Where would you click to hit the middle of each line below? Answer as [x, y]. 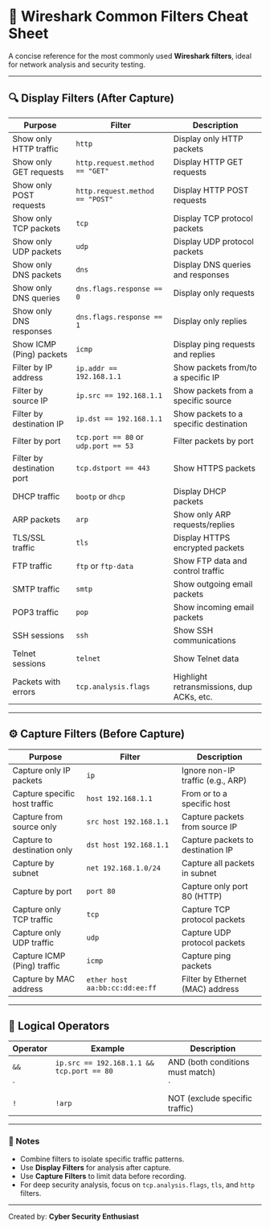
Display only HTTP [208, 139]
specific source [202, 401]
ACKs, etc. [193, 696]
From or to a [205, 793]
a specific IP [196, 377]
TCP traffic [33, 920]
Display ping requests [214, 344]
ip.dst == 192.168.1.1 [119, 419]
